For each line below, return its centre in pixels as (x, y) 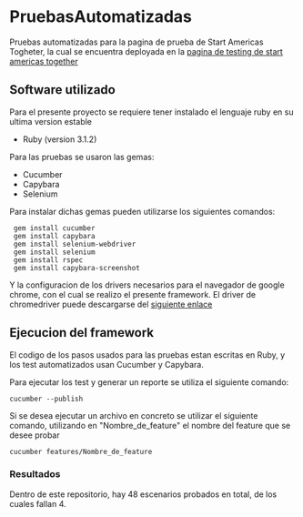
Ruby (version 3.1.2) (60, 139)
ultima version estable (51, 121)
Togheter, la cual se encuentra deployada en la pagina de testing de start (146, 51)
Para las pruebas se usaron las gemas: (82, 157)
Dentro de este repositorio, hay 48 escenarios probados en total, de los (143, 494)
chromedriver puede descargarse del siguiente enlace (111, 304)
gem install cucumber (54, 228)
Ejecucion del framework (82, 333)
